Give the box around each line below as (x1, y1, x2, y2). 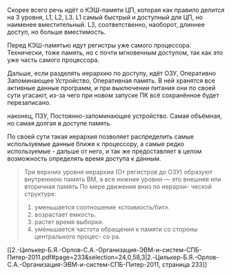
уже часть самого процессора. (7, 56, 100, 64)
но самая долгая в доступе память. (7, 119, 112, 127)
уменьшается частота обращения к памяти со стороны (34, 225, 198, 233)
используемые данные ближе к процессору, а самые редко (7, 140, 185, 147)
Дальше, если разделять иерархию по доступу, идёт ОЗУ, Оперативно (7, 69, 216, 77)
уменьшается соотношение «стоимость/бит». (34, 203, 170, 211)
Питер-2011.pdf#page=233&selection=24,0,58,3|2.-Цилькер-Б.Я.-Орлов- (7, 253, 219, 261)
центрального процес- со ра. (34, 232, 121, 241)
